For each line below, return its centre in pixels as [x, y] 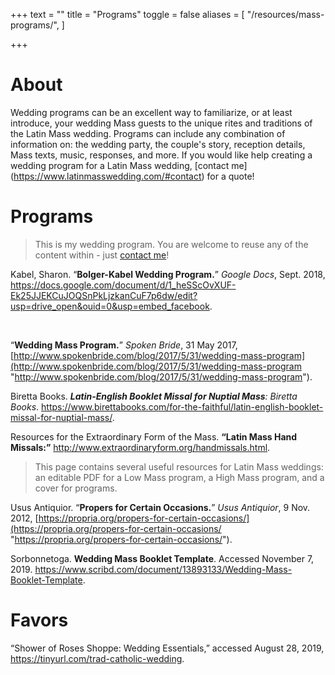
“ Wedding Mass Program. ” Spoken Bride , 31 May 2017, [124, 345]
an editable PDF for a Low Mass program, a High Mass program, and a [179, 477]
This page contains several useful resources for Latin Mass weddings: [179, 466]
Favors [39, 620]
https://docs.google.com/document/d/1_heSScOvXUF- [123, 285]
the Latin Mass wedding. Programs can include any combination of [148, 133]
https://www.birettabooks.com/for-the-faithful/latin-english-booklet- [182, 406]
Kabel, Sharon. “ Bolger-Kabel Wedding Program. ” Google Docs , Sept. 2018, [168, 274]
